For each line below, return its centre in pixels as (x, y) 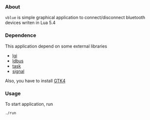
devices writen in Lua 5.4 (30, 23)
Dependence (21, 35)
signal (18, 71)
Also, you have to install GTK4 (35, 81)
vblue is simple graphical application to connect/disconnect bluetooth (75, 18)
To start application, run (29, 104)
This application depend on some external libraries (56, 46)
